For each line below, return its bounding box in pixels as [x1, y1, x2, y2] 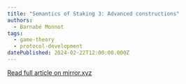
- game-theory [13, 36, 55, 43]
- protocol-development [13, 43, 83, 50]
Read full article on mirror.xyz [7, 68, 92, 77]
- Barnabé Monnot [13, 23, 64, 30]
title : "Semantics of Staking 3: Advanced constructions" [7, 10, 180, 17]
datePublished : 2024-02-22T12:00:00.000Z [7, 50, 130, 57]
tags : [7, 29, 23, 37]
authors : [7, 17, 33, 24]
